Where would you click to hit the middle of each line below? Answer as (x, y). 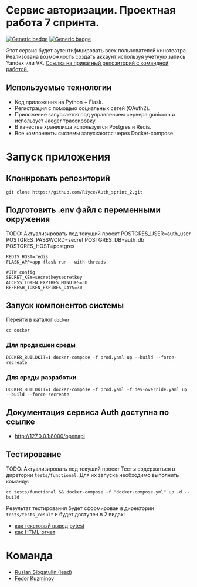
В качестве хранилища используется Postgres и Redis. (83, 126)
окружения (28, 219)
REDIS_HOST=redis (27, 256)
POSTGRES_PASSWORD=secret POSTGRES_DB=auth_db (75, 239)
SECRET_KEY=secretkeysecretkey (44, 277)
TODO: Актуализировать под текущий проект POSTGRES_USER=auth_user (98, 234)
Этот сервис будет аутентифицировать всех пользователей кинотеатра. (97, 50)
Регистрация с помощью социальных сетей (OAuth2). (82, 108)
